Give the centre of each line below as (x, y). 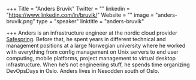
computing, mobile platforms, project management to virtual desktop (91, 58)
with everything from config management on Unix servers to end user (92, 52)
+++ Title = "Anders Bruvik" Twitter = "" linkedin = (68, 9)
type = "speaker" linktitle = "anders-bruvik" (90, 21)
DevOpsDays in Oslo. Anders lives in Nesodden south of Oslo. (83, 71)
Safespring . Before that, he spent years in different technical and (86, 39)
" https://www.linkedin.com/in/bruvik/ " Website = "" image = (80, 15)
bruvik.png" (21, 21)
